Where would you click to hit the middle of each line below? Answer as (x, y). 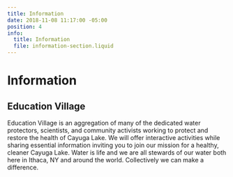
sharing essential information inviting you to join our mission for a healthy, (113, 145)
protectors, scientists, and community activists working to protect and (108, 130)
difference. (23, 167)
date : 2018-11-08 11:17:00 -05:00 (58, 20)
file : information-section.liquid (63, 46)
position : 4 (24, 26)
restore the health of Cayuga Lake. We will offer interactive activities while (114, 138)
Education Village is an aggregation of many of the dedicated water (104, 123)
